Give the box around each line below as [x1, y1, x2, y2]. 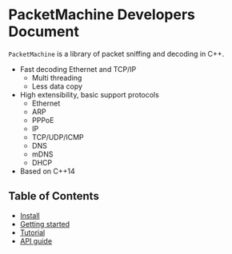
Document [8, 22, 80, 41]
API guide [19, 236, 53, 245]
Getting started [19, 219, 70, 228]
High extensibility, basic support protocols [19, 89, 160, 99]
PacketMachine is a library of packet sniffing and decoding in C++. [8, 49, 225, 58]
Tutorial [19, 228, 46, 237]
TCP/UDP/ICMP [31, 132, 84, 141]
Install [19, 210, 40, 220]
